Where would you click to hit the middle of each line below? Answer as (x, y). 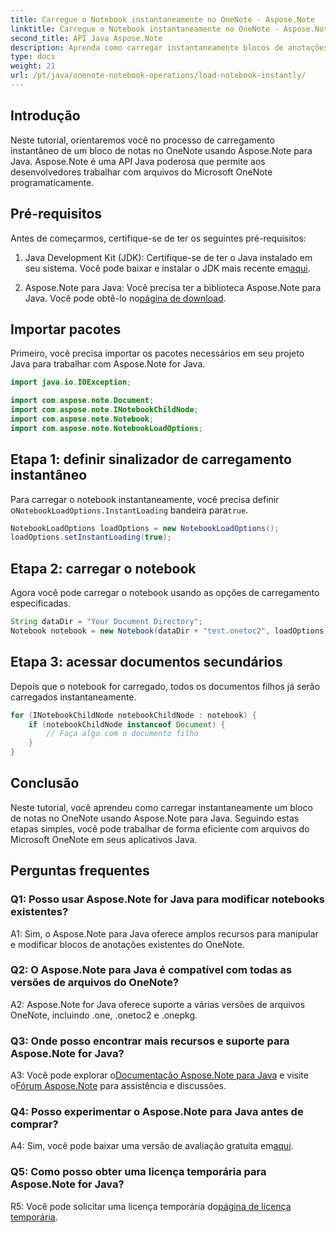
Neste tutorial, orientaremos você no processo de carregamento (142, 140)
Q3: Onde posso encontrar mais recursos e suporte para (150, 1041)
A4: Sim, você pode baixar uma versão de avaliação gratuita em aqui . (152, 1146)
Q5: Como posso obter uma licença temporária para (138, 1172)
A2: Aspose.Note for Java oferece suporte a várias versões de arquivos (158, 1004)
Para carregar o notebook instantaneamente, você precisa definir (145, 499)
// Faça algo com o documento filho (122, 734)
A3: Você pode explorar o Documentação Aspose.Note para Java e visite (159, 1075)
